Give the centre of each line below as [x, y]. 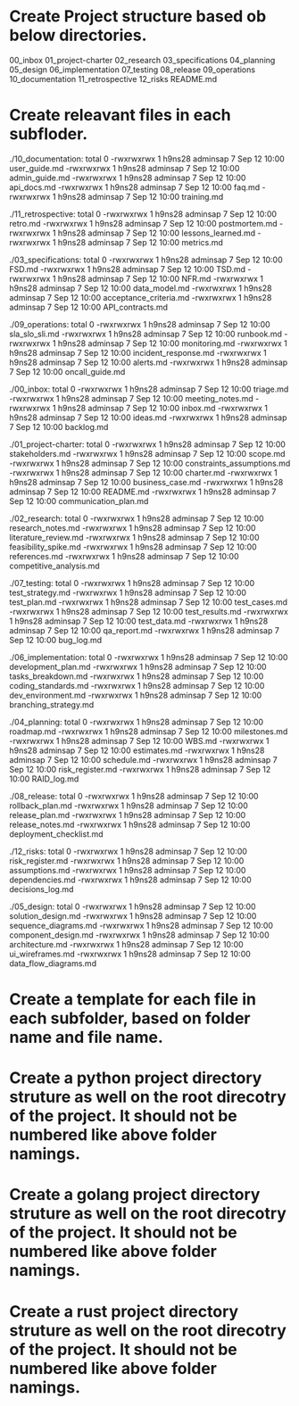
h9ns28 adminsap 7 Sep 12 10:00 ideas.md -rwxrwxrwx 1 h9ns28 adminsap [148, 418]
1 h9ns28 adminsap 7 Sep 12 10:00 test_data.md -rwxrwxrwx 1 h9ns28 [139, 621]
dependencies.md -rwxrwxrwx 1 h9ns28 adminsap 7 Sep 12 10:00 [130, 880]
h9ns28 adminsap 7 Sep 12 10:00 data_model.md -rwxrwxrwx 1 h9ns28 [141, 288]
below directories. [78, 35]
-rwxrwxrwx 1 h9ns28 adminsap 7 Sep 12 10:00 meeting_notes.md [131, 398]
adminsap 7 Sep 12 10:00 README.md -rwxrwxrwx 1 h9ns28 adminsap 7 [143, 492]
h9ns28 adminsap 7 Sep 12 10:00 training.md [141, 196]
